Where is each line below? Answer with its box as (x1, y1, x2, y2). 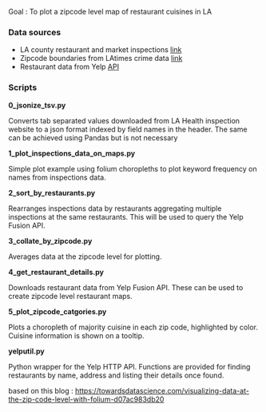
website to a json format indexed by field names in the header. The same (8, 124, 248, 134)
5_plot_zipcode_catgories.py (8, 306, 107, 316)
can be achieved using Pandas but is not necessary (8, 132, 178, 143)
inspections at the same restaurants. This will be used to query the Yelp (8, 212, 244, 221)
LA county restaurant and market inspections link (19, 45, 182, 55)
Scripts (8, 82, 38, 93)
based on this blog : (8, 386, 73, 395)
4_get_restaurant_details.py (8, 267, 104, 277)
